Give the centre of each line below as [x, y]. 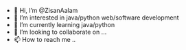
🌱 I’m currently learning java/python [64, 25]
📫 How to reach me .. [45, 40]
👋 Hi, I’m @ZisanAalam [46, 10]
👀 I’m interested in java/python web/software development [96, 18]
